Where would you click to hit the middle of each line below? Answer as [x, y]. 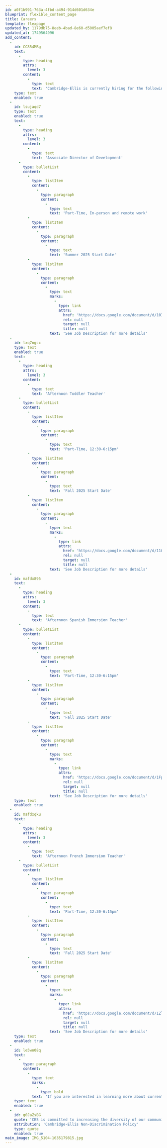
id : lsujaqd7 [28, 107]
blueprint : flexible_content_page [41, 14]
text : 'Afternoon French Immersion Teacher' [79, 856]
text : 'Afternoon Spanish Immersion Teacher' [80, 620]
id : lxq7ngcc [28, 343]
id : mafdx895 [28, 578]
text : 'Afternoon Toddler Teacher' [69, 393]
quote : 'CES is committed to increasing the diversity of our [80, 1120]
